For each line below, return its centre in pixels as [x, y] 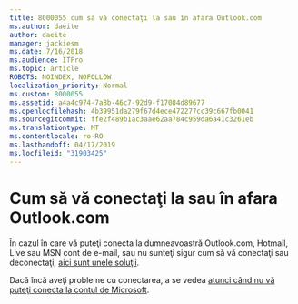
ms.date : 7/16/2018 [46, 52]
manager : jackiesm [44, 43]
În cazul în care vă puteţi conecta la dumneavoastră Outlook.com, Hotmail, [149, 243]
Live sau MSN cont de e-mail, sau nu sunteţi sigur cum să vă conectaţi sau [149, 252]
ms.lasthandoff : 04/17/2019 [63, 145]
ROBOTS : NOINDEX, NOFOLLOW [60, 77]
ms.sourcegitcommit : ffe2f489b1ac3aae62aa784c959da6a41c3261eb [132, 119]
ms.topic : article [44, 69]
